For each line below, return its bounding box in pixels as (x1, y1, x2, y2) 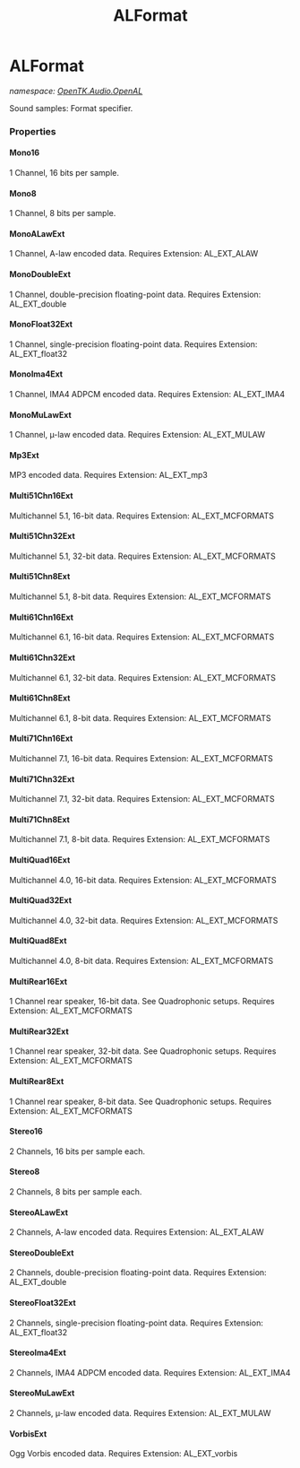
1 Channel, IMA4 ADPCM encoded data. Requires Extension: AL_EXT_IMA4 (9, 389, 286, 400)
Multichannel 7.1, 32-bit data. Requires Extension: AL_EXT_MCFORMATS (9, 794, 275, 804)
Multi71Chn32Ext (9, 773, 75, 785)
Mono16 (9, 147, 40, 158)
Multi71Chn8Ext (9, 813, 70, 825)
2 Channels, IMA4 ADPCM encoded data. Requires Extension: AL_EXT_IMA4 (9, 1367, 291, 1377)
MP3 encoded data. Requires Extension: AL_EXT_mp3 (9, 470, 208, 481)
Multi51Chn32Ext (9, 531, 76, 542)
